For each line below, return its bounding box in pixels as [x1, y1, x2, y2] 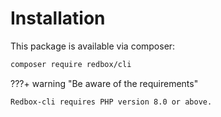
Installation [10, 7, 106, 30]
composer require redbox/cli [10, 59, 132, 69]
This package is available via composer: [10, 40, 176, 52]
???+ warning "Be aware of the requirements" [10, 77, 199, 89]
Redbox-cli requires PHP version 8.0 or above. [10, 97, 213, 107]
